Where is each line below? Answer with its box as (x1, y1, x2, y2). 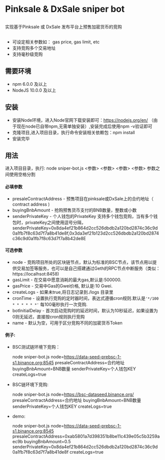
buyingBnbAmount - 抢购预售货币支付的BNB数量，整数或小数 (12, 207, 137, 213)
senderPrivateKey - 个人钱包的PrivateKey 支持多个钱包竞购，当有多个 (12, 213, 154, 219)
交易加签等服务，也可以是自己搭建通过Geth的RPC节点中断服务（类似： (16, 265, 161, 271)
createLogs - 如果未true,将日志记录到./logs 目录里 (12, 289, 114, 295)
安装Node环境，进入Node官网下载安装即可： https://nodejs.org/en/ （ (12, 117, 154, 123)
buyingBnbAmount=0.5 (24, 439, 71, 445)
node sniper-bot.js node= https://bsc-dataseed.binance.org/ (12, 391, 134, 397)
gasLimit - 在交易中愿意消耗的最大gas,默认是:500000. (12, 277, 122, 283)
